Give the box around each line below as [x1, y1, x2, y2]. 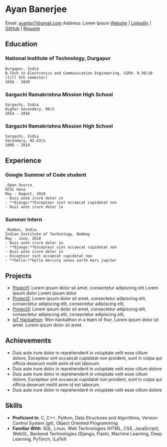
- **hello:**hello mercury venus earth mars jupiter [5, 258, 117, 263]
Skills [5, 401, 22, 410]
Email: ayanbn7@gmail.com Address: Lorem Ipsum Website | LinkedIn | [5, 20, 152, 26]
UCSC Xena [5, 186, 26, 192]
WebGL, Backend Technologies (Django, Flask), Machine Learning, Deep [12, 430, 162, 436]
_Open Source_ [5, 182, 35, 187]
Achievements [5, 336, 51, 345]
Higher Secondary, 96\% [5, 106, 55, 111]
